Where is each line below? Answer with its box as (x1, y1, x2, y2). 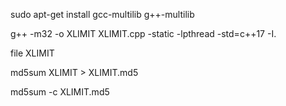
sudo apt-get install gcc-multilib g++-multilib (10, 9, 195, 20)
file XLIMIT (10, 47, 55, 59)
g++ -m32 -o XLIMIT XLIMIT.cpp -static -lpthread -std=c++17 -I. (10, 28, 277, 39)
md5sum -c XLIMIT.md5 (10, 86, 110, 98)
